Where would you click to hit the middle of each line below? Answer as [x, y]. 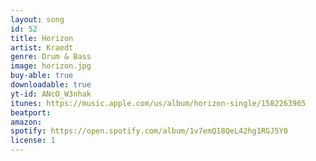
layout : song [37, 19]
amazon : [26, 122]
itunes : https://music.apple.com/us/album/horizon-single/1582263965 [158, 103]
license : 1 [33, 141]
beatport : [31, 112]
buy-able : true [42, 76]
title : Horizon [42, 38]
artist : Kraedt [42, 47]
